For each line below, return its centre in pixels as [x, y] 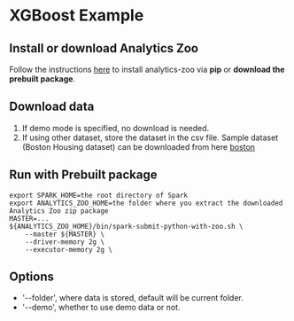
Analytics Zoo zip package [59, 211]
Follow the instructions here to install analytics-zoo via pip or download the [147, 69]
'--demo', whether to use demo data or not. [101, 308]
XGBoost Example [77, 16]
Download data [52, 107]
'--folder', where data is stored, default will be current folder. [132, 298]
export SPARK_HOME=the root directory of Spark [99, 195]
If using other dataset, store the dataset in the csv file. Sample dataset [150, 137]
